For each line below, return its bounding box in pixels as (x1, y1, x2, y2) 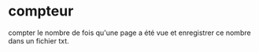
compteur (8, 2, 74, 20)
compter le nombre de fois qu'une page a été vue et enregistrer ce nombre (8, 28, 251, 37)
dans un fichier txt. (8, 36, 69, 45)
